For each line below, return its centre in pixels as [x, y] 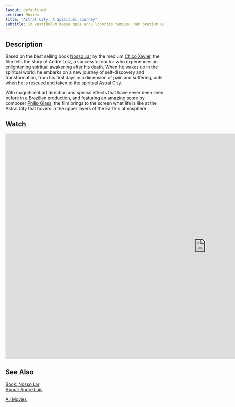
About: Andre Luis [24, 389]
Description [24, 44]
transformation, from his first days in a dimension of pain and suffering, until [84, 78]
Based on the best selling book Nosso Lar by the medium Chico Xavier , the [82, 56]
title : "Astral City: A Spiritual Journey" [51, 19]
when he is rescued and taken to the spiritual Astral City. [64, 83]
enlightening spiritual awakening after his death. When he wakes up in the [82, 67]
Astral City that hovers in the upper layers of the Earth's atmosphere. [76, 109]
